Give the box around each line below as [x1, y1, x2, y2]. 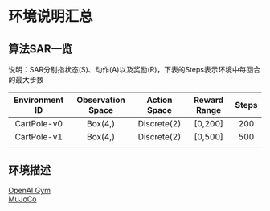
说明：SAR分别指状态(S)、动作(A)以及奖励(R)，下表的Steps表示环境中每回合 [8, 65, 261, 74]
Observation [76, 94, 126, 105]
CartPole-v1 [14, 131, 63, 142]
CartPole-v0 [14, 118, 63, 129]
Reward [194, 94, 223, 105]
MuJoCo [8, 194, 37, 204]
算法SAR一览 [8, 42, 72, 56]
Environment [13, 94, 64, 105]
